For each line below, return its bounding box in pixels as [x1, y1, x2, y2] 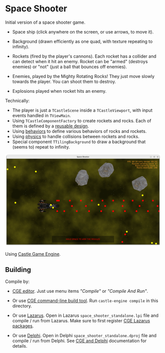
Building [5, 265, 31, 274]
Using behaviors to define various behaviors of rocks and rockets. [12, 128, 147, 134]
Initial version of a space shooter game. [5, 19, 85, 25]
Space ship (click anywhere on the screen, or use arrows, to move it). [12, 29, 154, 35]
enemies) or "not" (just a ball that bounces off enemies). [12, 64, 127, 70]
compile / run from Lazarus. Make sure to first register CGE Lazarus [12, 318, 150, 323]
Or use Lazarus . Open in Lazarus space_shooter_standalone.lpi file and [12, 313, 159, 318]
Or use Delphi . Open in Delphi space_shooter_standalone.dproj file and [12, 333, 157, 338]
